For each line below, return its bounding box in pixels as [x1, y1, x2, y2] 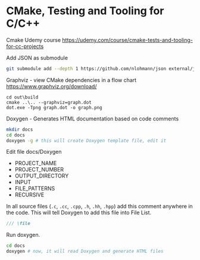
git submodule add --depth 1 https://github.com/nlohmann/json [6, 65, 167, 72]
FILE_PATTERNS [14, 185, 55, 192]
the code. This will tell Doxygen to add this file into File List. [6, 209, 152, 216]
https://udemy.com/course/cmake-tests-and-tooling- [62, 36, 193, 43]
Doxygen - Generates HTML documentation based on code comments [6, 115, 179, 122]
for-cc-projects [6, 43, 44, 50]
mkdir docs [6, 126, 33, 132]
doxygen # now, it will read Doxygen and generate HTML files [6, 248, 164, 255]
